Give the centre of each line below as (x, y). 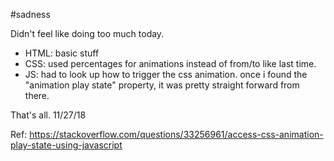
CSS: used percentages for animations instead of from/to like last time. (170, 63)
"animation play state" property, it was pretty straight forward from (162, 85)
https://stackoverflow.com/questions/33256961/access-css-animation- (176, 134)
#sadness (30, 14)
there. (37, 95)
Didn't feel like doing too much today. (87, 33)
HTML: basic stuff (62, 53)
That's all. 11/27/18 (48, 115)
